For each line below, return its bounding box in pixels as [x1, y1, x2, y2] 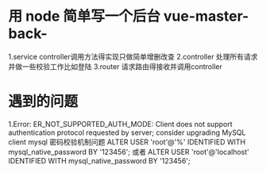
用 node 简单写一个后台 [8, 7, 161, 25]
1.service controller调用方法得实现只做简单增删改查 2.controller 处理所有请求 [8, 52, 258, 61]
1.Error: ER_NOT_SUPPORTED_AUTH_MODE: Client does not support [8, 119, 233, 129]
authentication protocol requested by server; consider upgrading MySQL [8, 128, 246, 137]
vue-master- [163, 7, 249, 25]
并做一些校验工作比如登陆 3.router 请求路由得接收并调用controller [8, 61, 222, 71]
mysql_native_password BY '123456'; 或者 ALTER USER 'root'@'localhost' [8, 147, 250, 156]
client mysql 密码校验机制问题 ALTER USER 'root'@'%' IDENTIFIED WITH [8, 136, 246, 147]
